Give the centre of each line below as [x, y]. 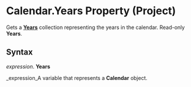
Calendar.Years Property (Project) [91, 11]
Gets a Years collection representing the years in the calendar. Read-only [96, 27]
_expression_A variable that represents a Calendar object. [77, 78]
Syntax [20, 52]
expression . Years [28, 66]
